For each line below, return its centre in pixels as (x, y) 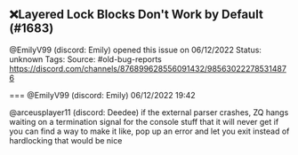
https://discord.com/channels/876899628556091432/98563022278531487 (148, 68)
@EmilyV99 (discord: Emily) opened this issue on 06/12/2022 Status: (136, 50)
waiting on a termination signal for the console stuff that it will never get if (144, 121)
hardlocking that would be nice (66, 140)
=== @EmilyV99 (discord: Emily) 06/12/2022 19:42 (102, 95)
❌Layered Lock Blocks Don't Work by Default (137, 15)
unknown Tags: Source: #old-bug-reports (85, 59)
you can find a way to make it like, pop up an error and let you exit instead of (149, 131)
